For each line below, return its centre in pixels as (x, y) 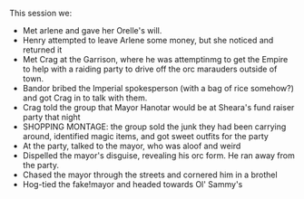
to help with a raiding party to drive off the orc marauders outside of (150, 69)
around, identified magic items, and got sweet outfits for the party (146, 136)
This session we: (41, 13)
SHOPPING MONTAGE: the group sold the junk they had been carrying (154, 127)
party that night (51, 117)
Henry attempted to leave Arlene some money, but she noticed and (148, 40)
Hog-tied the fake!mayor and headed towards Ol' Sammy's (132, 184)
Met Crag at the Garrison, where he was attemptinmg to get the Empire (155, 59)
